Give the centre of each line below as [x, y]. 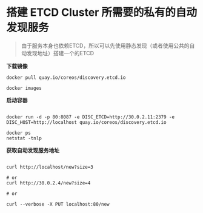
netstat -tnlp [24, 138]
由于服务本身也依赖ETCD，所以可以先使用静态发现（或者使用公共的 [105, 46]
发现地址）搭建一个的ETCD [60, 53]
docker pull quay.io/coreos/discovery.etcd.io [66, 77]
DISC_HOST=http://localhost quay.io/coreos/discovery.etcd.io [86, 122]
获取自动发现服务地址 [33, 150]
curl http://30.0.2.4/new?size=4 [48, 183]
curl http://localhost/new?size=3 [50, 167]
